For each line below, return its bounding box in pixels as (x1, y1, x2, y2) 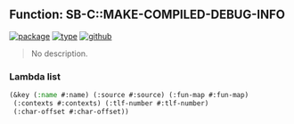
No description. (30, 48, 88, 59)
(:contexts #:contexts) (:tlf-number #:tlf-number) (12, 98, 209, 108)
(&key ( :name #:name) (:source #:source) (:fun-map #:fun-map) (9, 91, 249, 100)
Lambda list (9, 70, 61, 83)
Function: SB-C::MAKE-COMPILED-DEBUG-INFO (9, 7, 285, 22)
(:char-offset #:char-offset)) (12, 107, 129, 116)
